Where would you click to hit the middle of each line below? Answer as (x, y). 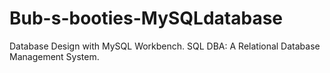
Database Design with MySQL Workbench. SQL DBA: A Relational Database (165, 46)
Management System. (54, 56)
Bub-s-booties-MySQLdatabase (146, 18)
